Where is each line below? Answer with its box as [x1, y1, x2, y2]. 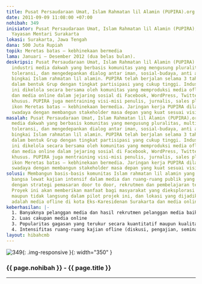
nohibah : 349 [6, 20, 39, 26]
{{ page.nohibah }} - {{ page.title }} [6, 264, 111, 272]
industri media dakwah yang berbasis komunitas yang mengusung [11, 64, 173, 71]
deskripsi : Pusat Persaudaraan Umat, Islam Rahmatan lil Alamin [6, 59, 171, 65]
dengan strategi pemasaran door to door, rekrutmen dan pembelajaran [11, 182, 189, 188]
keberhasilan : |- [6, 204, 50, 210]
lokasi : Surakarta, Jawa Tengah [6, 37, 87, 43]
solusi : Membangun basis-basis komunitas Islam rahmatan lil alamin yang [6, 171, 195, 177]
